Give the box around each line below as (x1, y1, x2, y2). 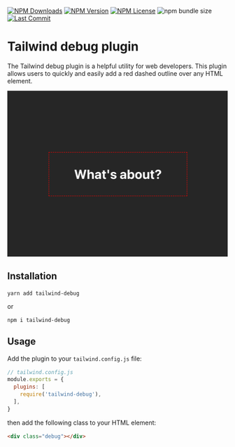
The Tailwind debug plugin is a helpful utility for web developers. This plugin (7, 62, 227, 70)
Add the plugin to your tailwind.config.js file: (7, 354, 142, 363)
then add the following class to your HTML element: (7, 418, 157, 427)
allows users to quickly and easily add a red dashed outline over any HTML (7, 69, 224, 77)
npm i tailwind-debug (7, 316, 71, 323)
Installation (7, 270, 57, 282)
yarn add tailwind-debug (7, 290, 80, 297)
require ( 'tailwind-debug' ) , (20, 391, 101, 398)
